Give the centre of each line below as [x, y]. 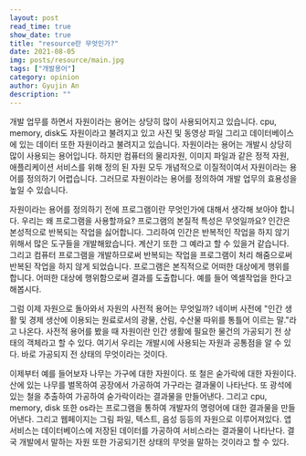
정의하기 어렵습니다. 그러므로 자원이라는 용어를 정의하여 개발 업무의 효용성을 [162, 178]
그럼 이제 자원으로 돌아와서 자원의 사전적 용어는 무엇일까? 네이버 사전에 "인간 [146, 308]
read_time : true [40, 26]
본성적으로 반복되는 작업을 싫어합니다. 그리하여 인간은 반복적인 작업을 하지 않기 [150, 232]
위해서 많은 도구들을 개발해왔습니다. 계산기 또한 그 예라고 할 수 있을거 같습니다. [149, 244]
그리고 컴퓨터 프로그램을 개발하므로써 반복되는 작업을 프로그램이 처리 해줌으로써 [151, 254]
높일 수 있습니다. [39, 190]
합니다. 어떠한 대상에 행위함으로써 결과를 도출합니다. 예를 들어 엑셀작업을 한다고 [151, 277]
